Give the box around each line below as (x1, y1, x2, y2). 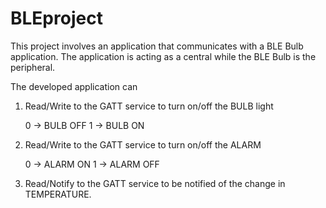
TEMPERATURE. (24, 188, 92, 200)
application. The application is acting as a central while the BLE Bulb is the (10, 50, 317, 62)
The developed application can (10, 80, 138, 92)
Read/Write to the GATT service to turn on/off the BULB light (24, 100, 274, 112)
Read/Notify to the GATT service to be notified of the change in (24, 177, 286, 189)
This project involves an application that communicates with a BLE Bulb (10, 40, 304, 52)
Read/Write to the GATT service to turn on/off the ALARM (24, 138, 262, 151)
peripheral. (10, 61, 56, 73)
